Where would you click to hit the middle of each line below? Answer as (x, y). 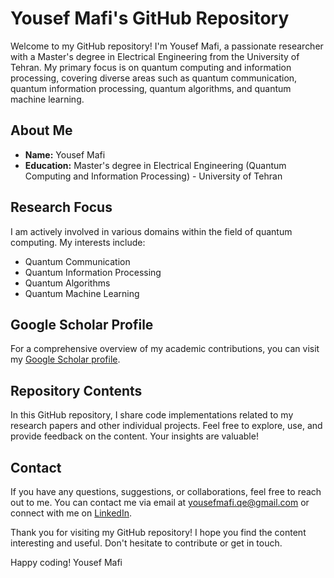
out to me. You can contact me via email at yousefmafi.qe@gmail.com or (160, 502)
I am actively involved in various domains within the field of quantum (151, 231)
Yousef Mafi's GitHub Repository (150, 18)
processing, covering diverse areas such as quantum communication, (154, 78)
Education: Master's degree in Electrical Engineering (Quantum (155, 165)
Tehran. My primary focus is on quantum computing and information (151, 67)
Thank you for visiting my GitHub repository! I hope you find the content (158, 532)
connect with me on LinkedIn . (71, 513)
